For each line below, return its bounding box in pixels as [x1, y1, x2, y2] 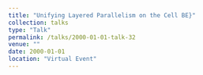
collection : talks [8, 19, 69, 27]
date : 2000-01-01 [8, 48, 66, 55]
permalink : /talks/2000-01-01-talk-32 [8, 33, 136, 41]
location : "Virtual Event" [8, 55, 97, 63]
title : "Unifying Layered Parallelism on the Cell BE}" [8, 11, 196, 20]
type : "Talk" [8, 26, 51, 34]
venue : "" [8, 41, 41, 48]
